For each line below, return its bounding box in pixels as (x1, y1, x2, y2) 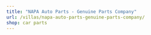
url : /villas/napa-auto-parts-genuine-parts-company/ (6, 14, 146, 20)
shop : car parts (6, 20, 47, 26)
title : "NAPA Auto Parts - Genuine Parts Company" (6, 8, 137, 15)
